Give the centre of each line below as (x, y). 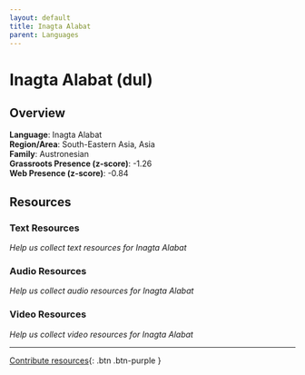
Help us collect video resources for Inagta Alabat (101, 334)
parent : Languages (44, 35)
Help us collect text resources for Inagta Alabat (98, 248)
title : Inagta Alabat (50, 26)
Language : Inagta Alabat (56, 135)
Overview (38, 113)
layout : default (40, 18)
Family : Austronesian (49, 154)
